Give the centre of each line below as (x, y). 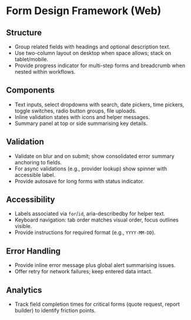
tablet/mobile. (31, 59)
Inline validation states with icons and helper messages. (82, 117)
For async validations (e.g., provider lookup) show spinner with (91, 169)
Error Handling (33, 251)
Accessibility (31, 199)
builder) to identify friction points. (55, 311)
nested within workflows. (45, 72)
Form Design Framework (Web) (84, 11)
